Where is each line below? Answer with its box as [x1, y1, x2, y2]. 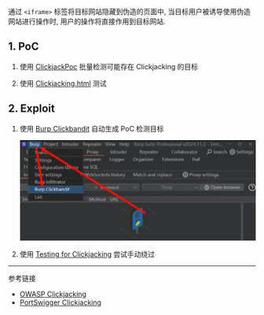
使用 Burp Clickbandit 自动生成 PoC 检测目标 [19, 124, 164, 133]
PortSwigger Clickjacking [19, 298, 102, 307]
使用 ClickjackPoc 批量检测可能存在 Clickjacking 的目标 [19, 61, 199, 71]
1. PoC [8, 40, 39, 54]
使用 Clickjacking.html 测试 [19, 78, 108, 88]
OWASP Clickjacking [19, 290, 86, 299]
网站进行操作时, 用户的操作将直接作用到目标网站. [8, 17, 167, 26]
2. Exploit [8, 102, 55, 116]
